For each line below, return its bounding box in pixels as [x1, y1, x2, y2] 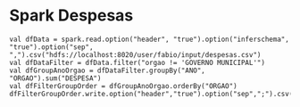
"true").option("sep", [9, 42, 94, 52]
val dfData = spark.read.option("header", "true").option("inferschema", [9, 35, 290, 44]
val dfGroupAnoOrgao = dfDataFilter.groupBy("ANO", [9, 66, 205, 75]
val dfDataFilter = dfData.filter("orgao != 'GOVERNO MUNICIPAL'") [9, 58, 266, 67]
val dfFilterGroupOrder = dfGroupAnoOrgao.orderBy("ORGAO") [9, 81, 238, 90]
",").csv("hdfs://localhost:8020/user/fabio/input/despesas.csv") [9, 50, 262, 59]
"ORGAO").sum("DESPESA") [9, 73, 102, 83]
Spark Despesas [9, 5, 134, 26]
